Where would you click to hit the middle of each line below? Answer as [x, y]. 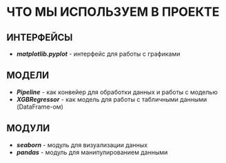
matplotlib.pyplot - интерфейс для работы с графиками [98, 54]
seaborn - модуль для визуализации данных [82, 144]
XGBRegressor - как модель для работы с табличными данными [112, 99]
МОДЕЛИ [28, 75]
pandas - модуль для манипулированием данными [92, 152]
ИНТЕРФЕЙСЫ [40, 37]
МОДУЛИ [28, 128]
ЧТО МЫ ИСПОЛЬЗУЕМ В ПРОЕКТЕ [113, 12]
